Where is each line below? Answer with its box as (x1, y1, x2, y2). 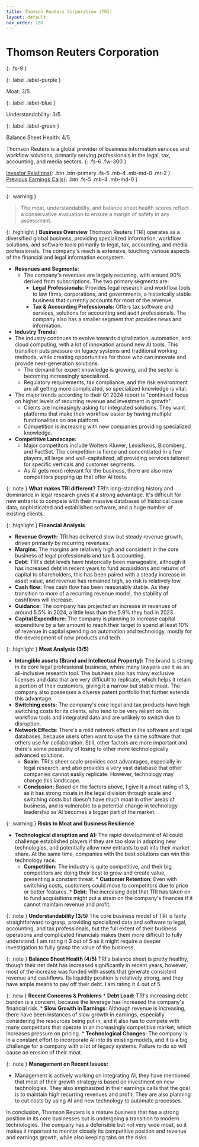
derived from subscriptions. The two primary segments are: (23, 278, 169, 285)
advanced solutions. (14, 752, 65, 759)
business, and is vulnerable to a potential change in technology (23, 802, 178, 809)
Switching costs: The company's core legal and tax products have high (14, 701, 190, 708)
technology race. (14, 857, 56, 864)
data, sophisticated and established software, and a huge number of (6, 504, 173, 511)
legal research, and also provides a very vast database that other (23, 764, 182, 772)
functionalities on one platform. (23, 417, 100, 424)
